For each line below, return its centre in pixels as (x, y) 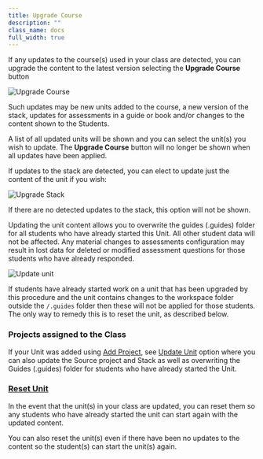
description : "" (35, 23)
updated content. (36, 423)
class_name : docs (37, 30)
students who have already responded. (71, 259)
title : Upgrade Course (45, 15)
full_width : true (37, 37)
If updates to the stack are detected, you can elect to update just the (119, 171)
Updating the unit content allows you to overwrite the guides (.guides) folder (131, 225)
